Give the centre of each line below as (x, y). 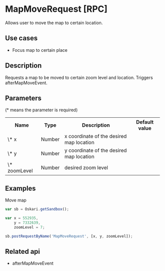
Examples (20, 188)
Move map (16, 200)
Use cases (21, 38)
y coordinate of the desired (96, 150)
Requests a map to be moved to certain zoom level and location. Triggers (79, 77)
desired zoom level (86, 168)
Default (145, 122)
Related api (23, 252)
